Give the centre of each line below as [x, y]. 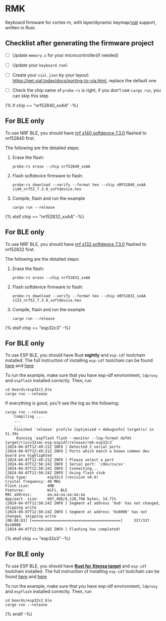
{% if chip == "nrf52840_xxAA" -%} [42, 105]
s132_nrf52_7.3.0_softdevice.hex [47, 300]
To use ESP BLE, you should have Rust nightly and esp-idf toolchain [75, 355]
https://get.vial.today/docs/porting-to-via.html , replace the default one [84, 80]
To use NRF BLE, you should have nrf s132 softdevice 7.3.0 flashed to [76, 244]
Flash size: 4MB [30, 486]
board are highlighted [28, 456]
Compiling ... [28, 417]
